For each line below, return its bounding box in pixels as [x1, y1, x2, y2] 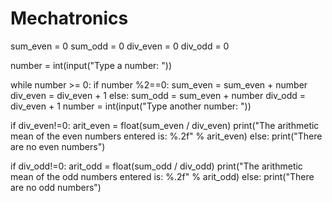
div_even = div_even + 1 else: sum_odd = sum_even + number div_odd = [10, 89, 307, 101]
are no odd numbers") [10, 181, 102, 193]
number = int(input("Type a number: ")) [10, 59, 173, 71]
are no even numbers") [10, 140, 106, 152]
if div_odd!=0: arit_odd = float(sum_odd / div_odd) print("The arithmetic [10, 160, 303, 172]
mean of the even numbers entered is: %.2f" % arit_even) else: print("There [10, 130, 323, 142]
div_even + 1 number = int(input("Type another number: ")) [10, 100, 252, 112]
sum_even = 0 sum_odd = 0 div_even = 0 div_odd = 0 [10, 40, 230, 52]
